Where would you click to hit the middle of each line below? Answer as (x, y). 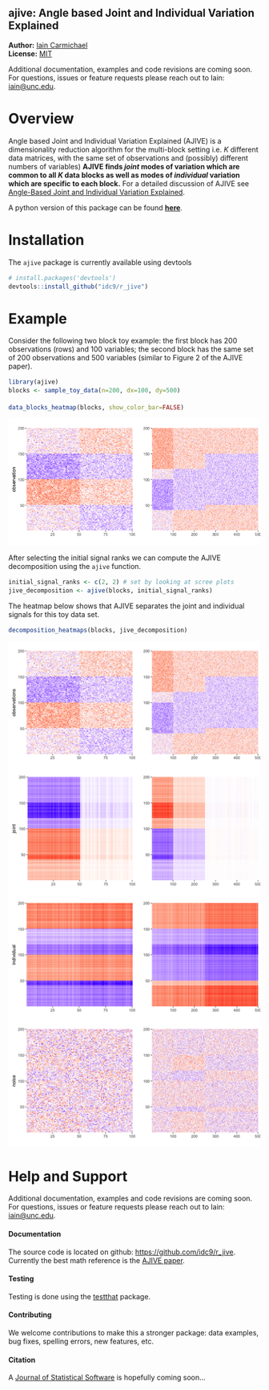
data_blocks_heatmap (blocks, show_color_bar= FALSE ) (96, 408)
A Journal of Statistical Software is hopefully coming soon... (107, 1378)
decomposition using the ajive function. (75, 566)
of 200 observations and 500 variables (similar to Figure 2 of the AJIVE (126, 358)
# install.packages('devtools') (62, 278)
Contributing (30, 1315)
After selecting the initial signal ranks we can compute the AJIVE (115, 558)
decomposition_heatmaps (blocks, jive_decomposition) (98, 630)
